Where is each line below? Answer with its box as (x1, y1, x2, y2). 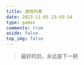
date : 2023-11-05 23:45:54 (6, 14, 73, 20)
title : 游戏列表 (6, 8, 43, 15)
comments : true (6, 25, 44, 31)
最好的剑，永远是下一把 (20, 53, 78, 59)
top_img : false (6, 36, 44, 42)
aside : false (6, 30, 38, 36)
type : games (6, 19, 35, 25)
